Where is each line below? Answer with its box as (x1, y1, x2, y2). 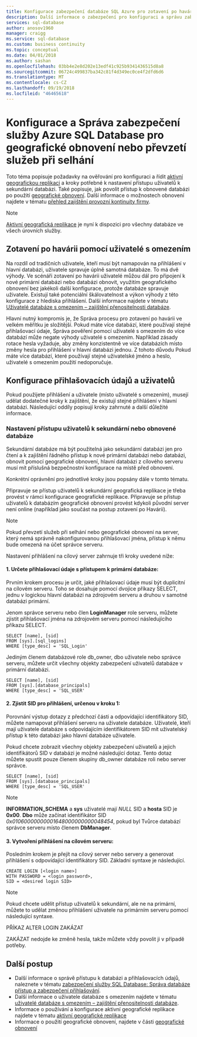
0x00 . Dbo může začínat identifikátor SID (6, 812, 107, 819)
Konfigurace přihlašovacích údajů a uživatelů (6, 375, 175, 385)
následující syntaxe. (6, 913, 54, 920)
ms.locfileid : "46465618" (6, 91, 69, 96)
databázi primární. (6, 598, 50, 605)
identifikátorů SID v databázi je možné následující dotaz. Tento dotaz (6, 749, 172, 756)
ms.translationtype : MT (6, 74, 64, 80)
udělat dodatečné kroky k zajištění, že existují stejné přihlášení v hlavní (6, 398, 177, 405)
